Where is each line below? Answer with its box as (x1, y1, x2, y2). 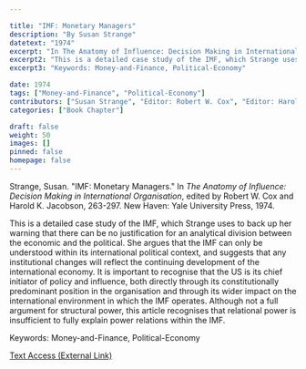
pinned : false (9, 148, 64, 157)
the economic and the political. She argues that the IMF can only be (9, 237, 263, 248)
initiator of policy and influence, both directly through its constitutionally (9, 275, 280, 287)
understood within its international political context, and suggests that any (9, 247, 287, 258)
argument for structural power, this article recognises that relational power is (9, 304, 297, 315)
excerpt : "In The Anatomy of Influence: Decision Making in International (9, 46, 300, 56)
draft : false (9, 122, 59, 131)
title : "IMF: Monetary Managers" (9, 21, 137, 30)
